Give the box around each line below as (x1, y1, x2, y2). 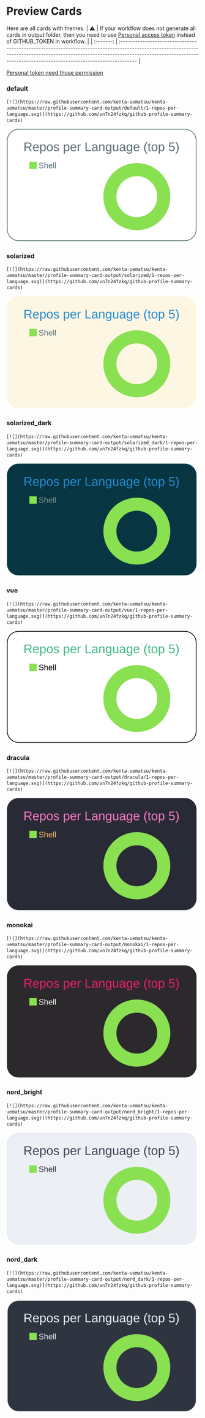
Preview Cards (6, 4, 83, 18)
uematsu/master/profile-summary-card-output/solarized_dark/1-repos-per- (6, 439, 199, 445)
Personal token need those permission (6, 69, 103, 76)
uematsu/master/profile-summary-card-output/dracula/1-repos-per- (6, 774, 179, 781)
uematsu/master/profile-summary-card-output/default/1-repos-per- (6, 105, 179, 112)
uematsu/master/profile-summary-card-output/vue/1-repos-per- (6, 607, 168, 613)
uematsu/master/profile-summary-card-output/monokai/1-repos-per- (6, 942, 179, 948)
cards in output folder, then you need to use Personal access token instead (6, 31, 195, 38)
